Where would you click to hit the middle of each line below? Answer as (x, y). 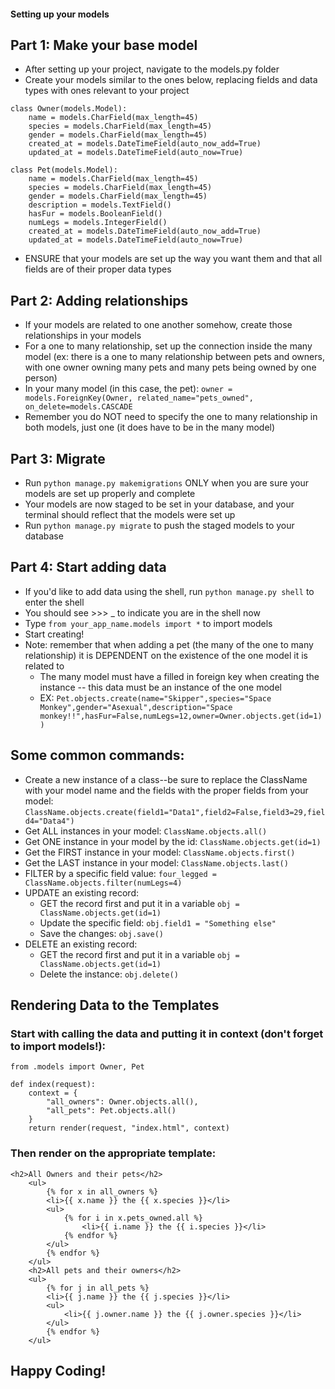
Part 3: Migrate (58, 458)
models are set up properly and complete (110, 494)
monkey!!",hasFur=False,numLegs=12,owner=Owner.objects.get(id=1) (181, 716)
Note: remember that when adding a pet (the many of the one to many (169, 644)
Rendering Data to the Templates (115, 1005)
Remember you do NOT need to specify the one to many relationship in (171, 417)
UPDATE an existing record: (81, 892)
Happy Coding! (58, 1371)
